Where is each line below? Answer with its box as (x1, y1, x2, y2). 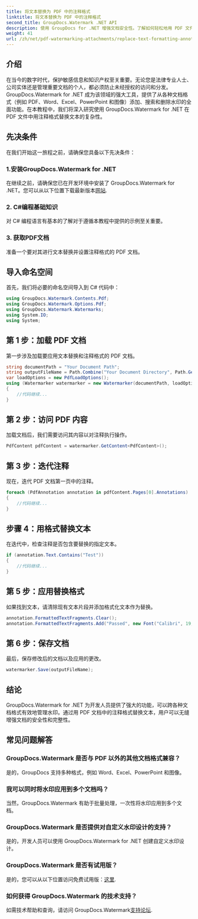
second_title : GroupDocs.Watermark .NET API (6, 19, 117, 25)
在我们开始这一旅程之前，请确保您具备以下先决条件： (6, 149, 136, 156)
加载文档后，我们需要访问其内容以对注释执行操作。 (6, 431, 130, 438)
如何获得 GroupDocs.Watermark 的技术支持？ (6, 892, 137, 900)
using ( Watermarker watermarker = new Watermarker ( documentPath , (6, 380, 170, 386)
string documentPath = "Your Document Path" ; (6, 364, 120, 370)
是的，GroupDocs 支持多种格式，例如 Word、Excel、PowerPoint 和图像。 (6, 769, 185, 776)
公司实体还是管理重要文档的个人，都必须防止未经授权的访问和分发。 (6, 83, 171, 90)
